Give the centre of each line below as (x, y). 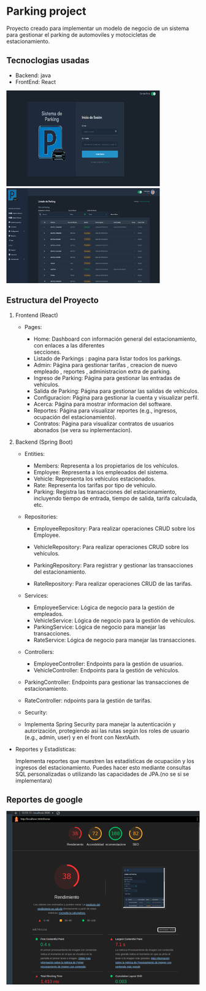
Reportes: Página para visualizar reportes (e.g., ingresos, (105, 410)
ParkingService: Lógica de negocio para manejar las (99, 627)
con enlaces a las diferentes (69, 345)
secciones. (47, 352)
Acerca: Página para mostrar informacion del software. (103, 404)
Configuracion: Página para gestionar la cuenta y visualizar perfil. (116, 397)
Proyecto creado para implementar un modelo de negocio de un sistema (98, 28)
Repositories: (41, 517)
